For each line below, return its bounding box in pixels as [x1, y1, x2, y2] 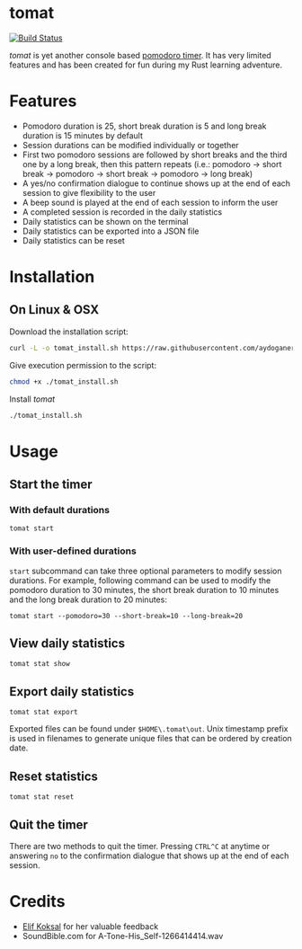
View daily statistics [9, 636, 126, 652]
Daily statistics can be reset [22, 235, 126, 245]
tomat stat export [9, 708, 78, 717]
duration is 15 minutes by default [22, 129, 144, 141]
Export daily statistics [9, 684, 135, 699]
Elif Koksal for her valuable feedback [22, 920, 159, 932]
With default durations [9, 504, 111, 516]
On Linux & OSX [9, 302, 100, 317]
